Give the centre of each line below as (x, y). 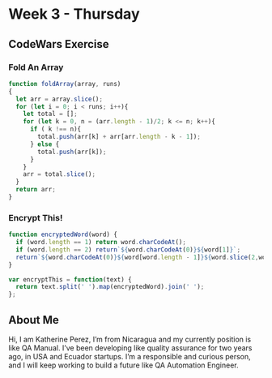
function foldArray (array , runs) (65, 84)
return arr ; (36, 190)
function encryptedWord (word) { (63, 235)
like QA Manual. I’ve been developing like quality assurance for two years (130, 348)
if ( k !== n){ (55, 129)
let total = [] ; (51, 114)
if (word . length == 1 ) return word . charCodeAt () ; (101, 243)
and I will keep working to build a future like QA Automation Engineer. (123, 365)
